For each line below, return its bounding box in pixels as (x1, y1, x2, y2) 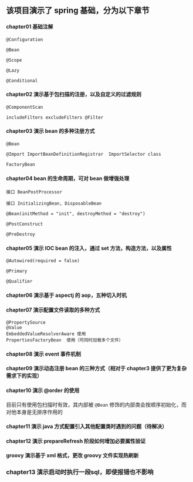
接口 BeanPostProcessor (6, 189, 63, 195)
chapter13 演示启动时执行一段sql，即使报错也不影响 (6, 468, 154, 476)
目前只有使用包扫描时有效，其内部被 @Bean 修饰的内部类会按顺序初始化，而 (6, 401, 187, 408)
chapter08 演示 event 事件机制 (6, 350, 81, 357)
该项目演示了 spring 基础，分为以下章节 (6, 5, 150, 16)
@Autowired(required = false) (6, 258, 80, 264)
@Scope (6, 57, 22, 63)
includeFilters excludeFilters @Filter (6, 114, 104, 120)
